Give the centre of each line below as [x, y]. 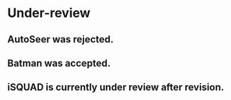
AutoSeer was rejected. [61, 39]
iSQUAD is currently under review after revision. [116, 88]
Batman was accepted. [59, 63]
